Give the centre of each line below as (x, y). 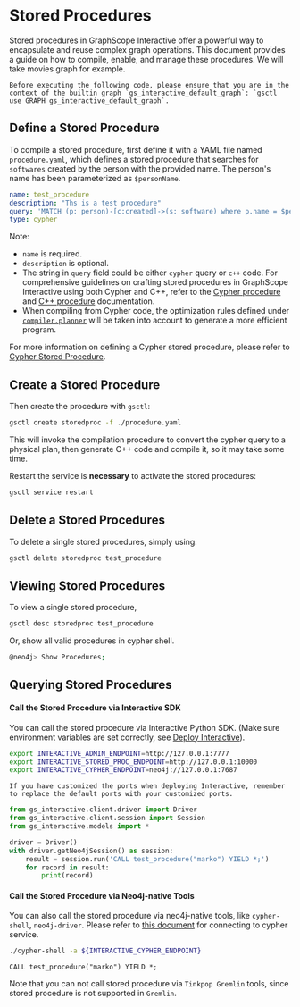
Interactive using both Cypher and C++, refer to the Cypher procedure (151, 292)
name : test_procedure (50, 194)
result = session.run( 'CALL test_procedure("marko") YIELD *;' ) (147, 859)
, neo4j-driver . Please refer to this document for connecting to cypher (158, 925)
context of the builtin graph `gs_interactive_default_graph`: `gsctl (143, 93)
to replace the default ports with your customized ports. (121, 794)
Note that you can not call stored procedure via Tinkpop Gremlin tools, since (149, 984)
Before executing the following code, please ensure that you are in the (150, 85)
